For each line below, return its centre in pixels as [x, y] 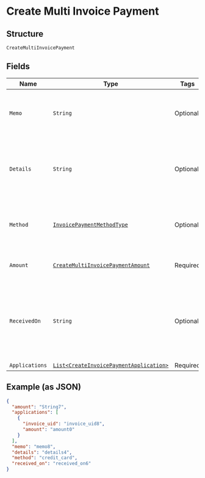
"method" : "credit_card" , [45, 458]
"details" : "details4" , [42, 452]
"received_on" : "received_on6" [52, 464]
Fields [18, 66]
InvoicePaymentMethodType [90, 225]
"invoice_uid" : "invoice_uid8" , [63, 424]
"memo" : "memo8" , [34, 447]
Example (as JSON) [44, 387]
